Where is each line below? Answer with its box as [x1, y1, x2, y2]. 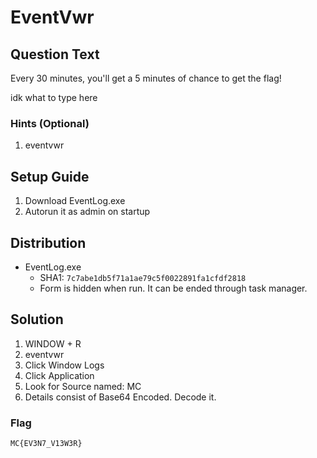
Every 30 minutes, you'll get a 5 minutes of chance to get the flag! [10, 72, 282, 84]
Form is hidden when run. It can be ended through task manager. [39, 282, 308, 294]
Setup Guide [10, 168, 90, 185]
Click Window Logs [24, 359, 105, 371]
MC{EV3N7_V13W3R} [10, 439, 83, 449]
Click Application [24, 369, 95, 381]
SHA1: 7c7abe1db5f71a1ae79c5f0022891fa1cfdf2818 [39, 271, 247, 283]
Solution [10, 311, 64, 328]
